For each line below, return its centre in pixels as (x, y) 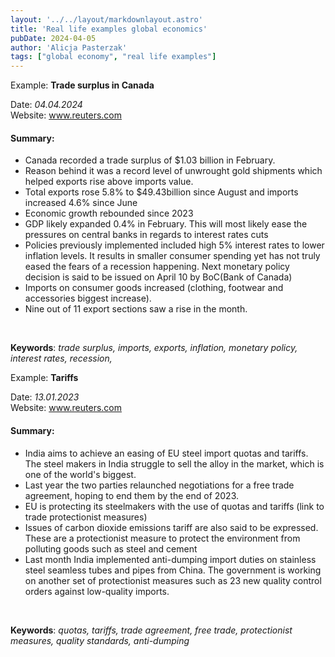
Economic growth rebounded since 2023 (109, 213)
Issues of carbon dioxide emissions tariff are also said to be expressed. (171, 527)
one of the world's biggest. (80, 474)
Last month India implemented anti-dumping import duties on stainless (170, 559)
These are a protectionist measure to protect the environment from (162, 538)
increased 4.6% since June (81, 203)
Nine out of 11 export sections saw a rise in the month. (136, 309)
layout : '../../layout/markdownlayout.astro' (106, 19)
